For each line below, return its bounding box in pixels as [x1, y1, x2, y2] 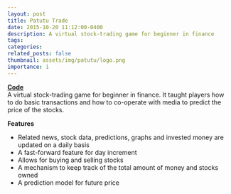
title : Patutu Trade [7, 17, 69, 24]
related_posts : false [7, 50, 72, 58]
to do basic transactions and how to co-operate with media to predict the [7, 97, 222, 107]
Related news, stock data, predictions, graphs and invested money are [17, 133, 224, 141]
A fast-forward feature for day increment [17, 148, 137, 156]
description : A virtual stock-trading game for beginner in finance [7, 30, 215, 38]
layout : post [7, 10, 46, 18]
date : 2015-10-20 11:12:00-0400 [7, 23, 103, 31]
